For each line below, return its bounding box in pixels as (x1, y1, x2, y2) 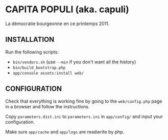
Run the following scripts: (5, 49, 59, 55)
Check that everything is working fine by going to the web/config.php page (5, 98, 162, 104)
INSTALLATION (5, 35, 55, 44)
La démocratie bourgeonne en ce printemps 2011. (5, 20, 110, 27)
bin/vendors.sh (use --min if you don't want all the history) (12, 59, 136, 65)
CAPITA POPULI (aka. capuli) (5, 4, 129, 15)
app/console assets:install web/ (12, 71, 84, 76)
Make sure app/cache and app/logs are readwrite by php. (5, 129, 125, 135)
